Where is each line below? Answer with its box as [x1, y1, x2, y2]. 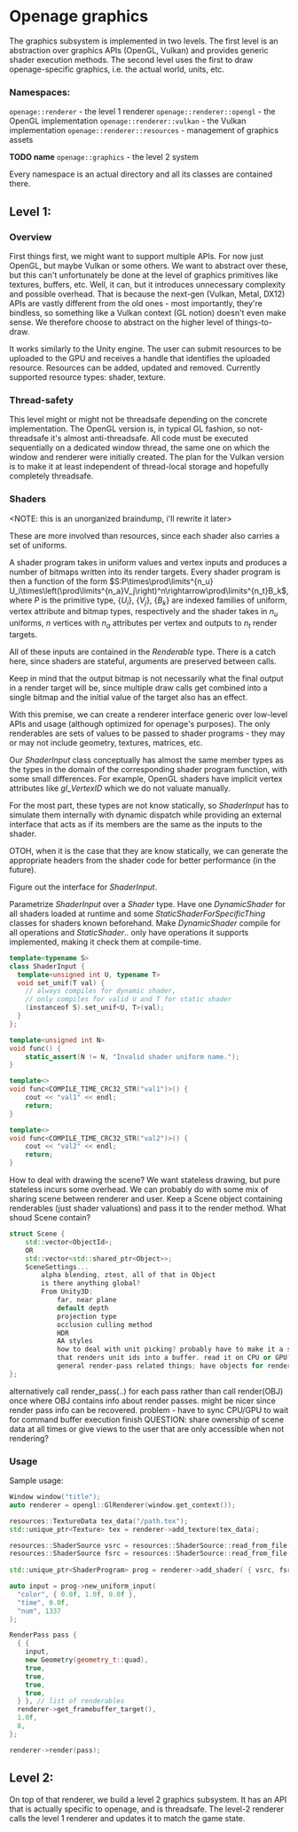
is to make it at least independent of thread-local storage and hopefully [9, 462, 269, 472]
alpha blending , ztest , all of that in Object [41, 1271, 216, 1280]
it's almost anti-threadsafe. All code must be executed [50, 433, 248, 444]
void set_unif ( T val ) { [17, 978, 105, 987]
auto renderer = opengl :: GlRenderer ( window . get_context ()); [9, 1500, 237, 1510]
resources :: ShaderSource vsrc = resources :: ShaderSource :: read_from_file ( [9, 1541, 292, 1550]
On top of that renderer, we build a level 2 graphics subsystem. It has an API [9, 1794, 287, 1804]
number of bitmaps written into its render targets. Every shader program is [9, 566, 281, 577]
